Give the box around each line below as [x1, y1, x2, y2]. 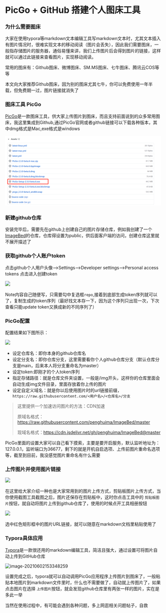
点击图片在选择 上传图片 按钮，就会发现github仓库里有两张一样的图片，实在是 [5, 585, 160, 591]
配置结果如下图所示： [5, 330, 48, 336]
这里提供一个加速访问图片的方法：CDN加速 [17, 403, 105, 409]
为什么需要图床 [5, 23, 41, 30]
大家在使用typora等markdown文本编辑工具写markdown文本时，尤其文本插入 [5, 36, 161, 42]
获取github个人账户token [5, 253, 66, 260]
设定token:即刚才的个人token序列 [12, 369, 80, 375]
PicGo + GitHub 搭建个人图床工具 [5, 4, 141, 16]
